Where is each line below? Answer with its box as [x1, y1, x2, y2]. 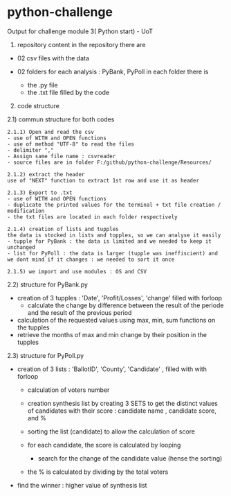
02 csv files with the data [17, 53, 90, 62]
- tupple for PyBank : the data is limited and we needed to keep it [7, 237, 212, 245]
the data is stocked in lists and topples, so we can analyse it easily [7, 232, 221, 239]
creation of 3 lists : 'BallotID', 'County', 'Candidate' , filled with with [17, 365, 207, 373]
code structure [17, 101, 60, 110]
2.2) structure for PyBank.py [7, 280, 89, 289]
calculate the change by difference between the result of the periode [27, 301, 224, 309]
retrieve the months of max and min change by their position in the [17, 330, 207, 339]
